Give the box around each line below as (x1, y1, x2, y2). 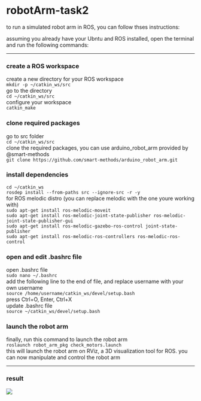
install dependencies (6, 171, 69, 179)
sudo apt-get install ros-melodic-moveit (6, 207, 111, 213)
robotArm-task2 (6, 4, 89, 17)
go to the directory (6, 87, 53, 95)
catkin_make (6, 105, 36, 111)
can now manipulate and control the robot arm (6, 354, 121, 361)
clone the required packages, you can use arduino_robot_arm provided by (6, 144, 188, 151)
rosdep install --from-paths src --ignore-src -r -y (6, 189, 141, 195)
